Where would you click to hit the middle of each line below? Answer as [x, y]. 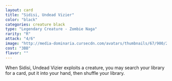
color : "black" [21, 19]
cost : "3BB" [18, 48]
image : [12, 44]
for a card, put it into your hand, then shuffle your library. [65, 73]
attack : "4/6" [20, 39]
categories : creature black [35, 24]
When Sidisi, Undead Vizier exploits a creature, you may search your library [85, 68]
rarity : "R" [18, 34]
